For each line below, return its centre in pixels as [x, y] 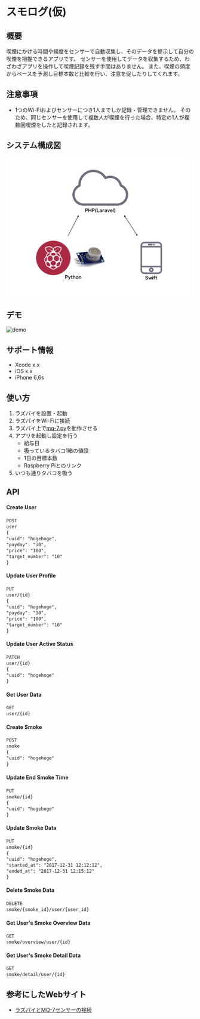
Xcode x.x [27, 365]
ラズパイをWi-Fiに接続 [42, 421]
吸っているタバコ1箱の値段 [56, 451]
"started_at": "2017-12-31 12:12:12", [54, 865]
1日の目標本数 [41, 458]
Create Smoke [24, 727]
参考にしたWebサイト [46, 994]
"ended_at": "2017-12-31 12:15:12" [50, 871]
